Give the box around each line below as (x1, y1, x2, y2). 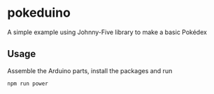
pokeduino (7, 5, 71, 21)
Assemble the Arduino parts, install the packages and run (7, 66, 173, 75)
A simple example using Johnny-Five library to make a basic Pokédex (7, 28, 208, 36)
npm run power (7, 80, 49, 87)
